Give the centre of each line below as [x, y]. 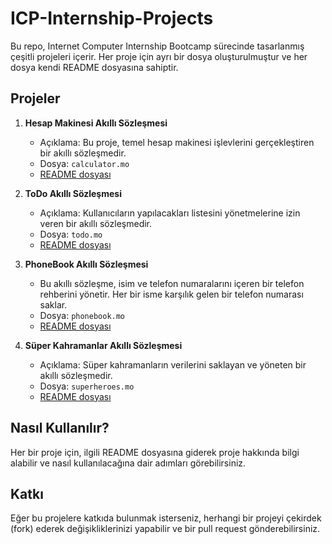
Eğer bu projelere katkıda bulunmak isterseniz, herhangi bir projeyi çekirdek [166, 518]
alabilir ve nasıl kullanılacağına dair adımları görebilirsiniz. [128, 463]
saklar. [53, 304]
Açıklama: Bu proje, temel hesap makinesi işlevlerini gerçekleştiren [177, 142]
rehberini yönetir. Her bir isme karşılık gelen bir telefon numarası [171, 294]
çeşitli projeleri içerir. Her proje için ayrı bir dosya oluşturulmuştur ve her [159, 56]
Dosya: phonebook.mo [82, 315]
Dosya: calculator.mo [84, 163]
